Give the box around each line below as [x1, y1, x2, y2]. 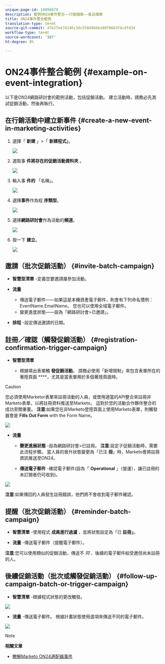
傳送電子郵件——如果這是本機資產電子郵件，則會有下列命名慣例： [19, 297, 154, 303]
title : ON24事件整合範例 [5, 16, 52, 21]
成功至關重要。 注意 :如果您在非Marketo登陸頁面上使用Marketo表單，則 [5, 406, 149, 412]
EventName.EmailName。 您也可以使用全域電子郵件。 [19, 303, 129, 309]
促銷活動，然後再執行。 [9, 100, 57, 106]
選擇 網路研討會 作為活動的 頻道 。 [12, 217, 77, 223]
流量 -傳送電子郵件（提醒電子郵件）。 [12, 539, 87, 546]
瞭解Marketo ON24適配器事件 [12, 653, 73, 659]
